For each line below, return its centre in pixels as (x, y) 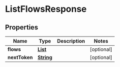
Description (71, 41)
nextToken (20, 57)
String (45, 57)
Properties (22, 27)
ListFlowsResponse (46, 9)
